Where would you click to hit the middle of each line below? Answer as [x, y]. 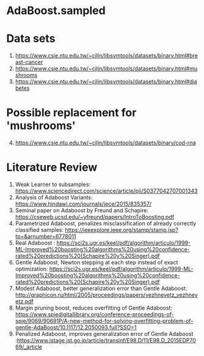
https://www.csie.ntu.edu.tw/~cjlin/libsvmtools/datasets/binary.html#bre [107, 56]
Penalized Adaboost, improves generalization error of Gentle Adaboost [104, 334]
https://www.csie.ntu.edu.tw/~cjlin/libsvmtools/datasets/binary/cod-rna [105, 143]
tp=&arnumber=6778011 [46, 236]
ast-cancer [29, 62]
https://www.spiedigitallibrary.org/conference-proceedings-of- [94, 314]
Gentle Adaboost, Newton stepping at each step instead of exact [97, 262]
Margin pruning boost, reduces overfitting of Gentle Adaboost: [94, 308]
